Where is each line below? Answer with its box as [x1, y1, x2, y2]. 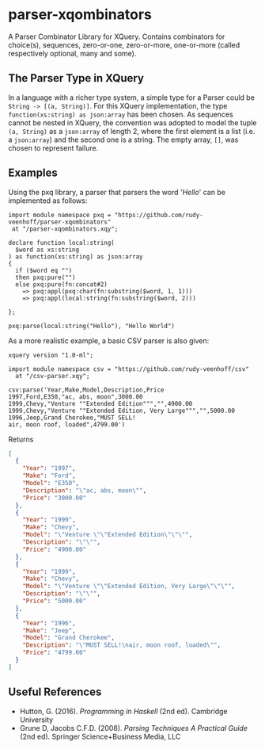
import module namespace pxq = [8, 211, 112, 219]
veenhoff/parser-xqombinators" [8, 218, 112, 226]
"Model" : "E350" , [22, 480, 80, 487]
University [19, 715, 54, 724]
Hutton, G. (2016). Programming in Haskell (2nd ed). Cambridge [19, 706, 228, 716]
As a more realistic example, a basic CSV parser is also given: [8, 335, 210, 346]
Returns [8, 434, 34, 444]
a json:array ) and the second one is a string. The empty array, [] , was [8, 135, 239, 144]
